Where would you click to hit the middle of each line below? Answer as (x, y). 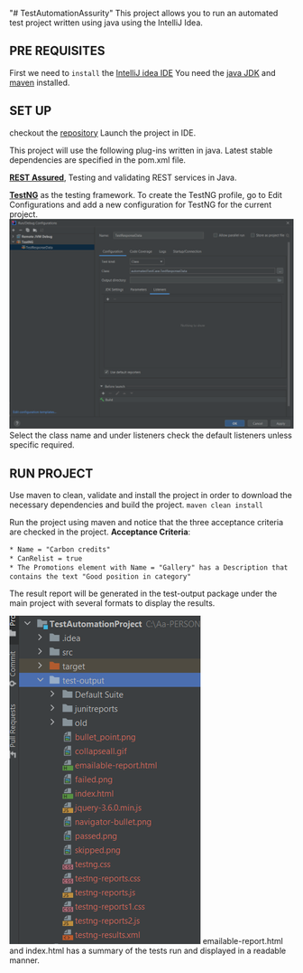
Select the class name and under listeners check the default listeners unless (151, 435)
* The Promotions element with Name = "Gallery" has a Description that (149, 568)
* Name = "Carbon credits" (60, 550)
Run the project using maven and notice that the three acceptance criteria (147, 523)
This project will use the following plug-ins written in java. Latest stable (141, 150)
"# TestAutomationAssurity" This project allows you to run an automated (144, 13)
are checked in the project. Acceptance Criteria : (100, 532)
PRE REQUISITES (57, 51)
